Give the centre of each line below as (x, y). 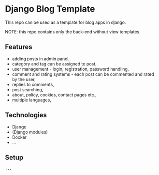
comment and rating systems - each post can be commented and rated (83, 74)
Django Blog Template (50, 9)
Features (19, 47)
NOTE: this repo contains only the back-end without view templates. (73, 32)
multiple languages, (32, 100)
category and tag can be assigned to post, (54, 64)
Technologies (26, 115)
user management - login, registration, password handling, (70, 69)
